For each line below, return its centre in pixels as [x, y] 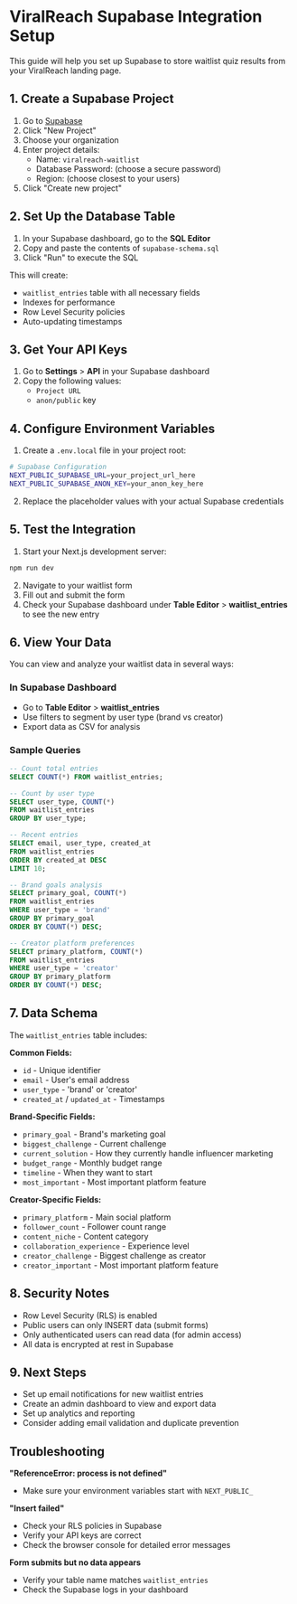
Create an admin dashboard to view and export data [119, 1404]
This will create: [39, 275]
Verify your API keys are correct [82, 1535]
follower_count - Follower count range [94, 1226]
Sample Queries [45, 750]
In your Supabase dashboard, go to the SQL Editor [116, 238]
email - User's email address [76, 1080]
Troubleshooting [57, 1452]
